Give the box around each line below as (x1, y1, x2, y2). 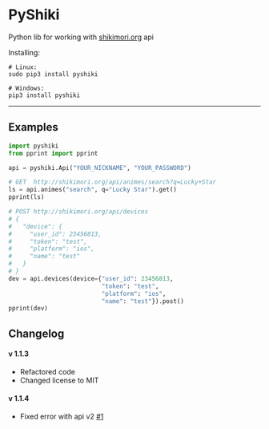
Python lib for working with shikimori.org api (8, 32, 155, 42)
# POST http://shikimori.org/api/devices (8, 208, 149, 216)
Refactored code (19, 366, 76, 376)
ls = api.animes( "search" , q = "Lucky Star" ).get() (8, 186, 178, 194)
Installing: (8, 47, 40, 57)
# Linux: (8, 63, 38, 71)
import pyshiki (8, 142, 59, 150)
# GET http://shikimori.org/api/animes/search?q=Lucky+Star (8, 178, 217, 186)
